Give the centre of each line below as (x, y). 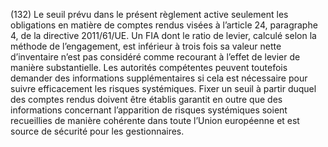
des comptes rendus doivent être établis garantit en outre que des (146, 99)
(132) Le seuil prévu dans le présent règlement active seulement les (149, 14)
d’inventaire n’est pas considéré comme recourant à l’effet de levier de (155, 57)
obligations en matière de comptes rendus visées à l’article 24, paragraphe (164, 25)
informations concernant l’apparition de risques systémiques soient (149, 110)
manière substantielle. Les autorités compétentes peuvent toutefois (149, 67)
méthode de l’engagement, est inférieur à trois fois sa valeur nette (146, 46)
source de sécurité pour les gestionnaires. (97, 131)
